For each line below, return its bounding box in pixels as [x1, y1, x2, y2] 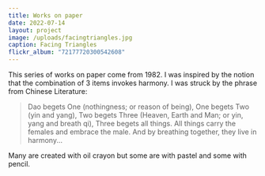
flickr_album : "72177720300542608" [8, 48, 126, 56]
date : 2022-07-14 [8, 19, 66, 27]
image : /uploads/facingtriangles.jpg [8, 33, 133, 42]
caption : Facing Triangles [8, 41, 97, 49]
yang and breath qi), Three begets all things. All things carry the [27, 119, 237, 128]
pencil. [8, 159, 30, 168]
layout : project [8, 26, 62, 34]
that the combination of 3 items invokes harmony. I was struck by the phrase [8, 78, 258, 88]
